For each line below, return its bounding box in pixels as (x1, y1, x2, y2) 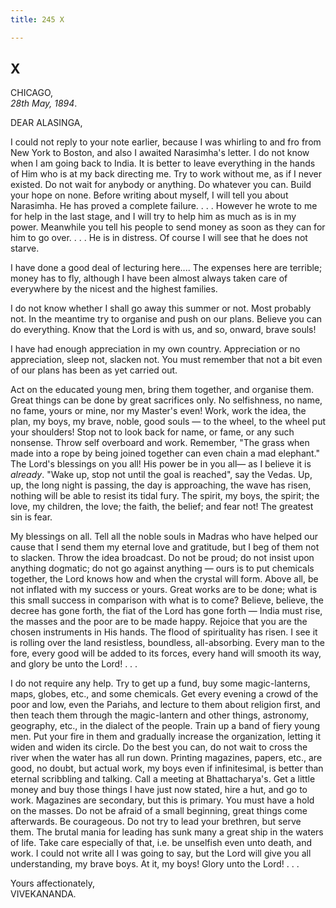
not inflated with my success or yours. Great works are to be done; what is (10, 584, 318, 596)
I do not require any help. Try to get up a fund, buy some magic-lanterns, (10, 677, 311, 690)
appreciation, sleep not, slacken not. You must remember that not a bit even (10, 354, 323, 366)
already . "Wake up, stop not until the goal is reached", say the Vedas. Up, (10, 469, 313, 481)
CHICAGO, (10, 87, 54, 99)
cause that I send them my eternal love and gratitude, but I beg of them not (10, 541, 320, 553)
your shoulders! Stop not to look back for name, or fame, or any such (10, 426, 295, 438)
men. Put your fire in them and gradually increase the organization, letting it (10, 731, 322, 743)
